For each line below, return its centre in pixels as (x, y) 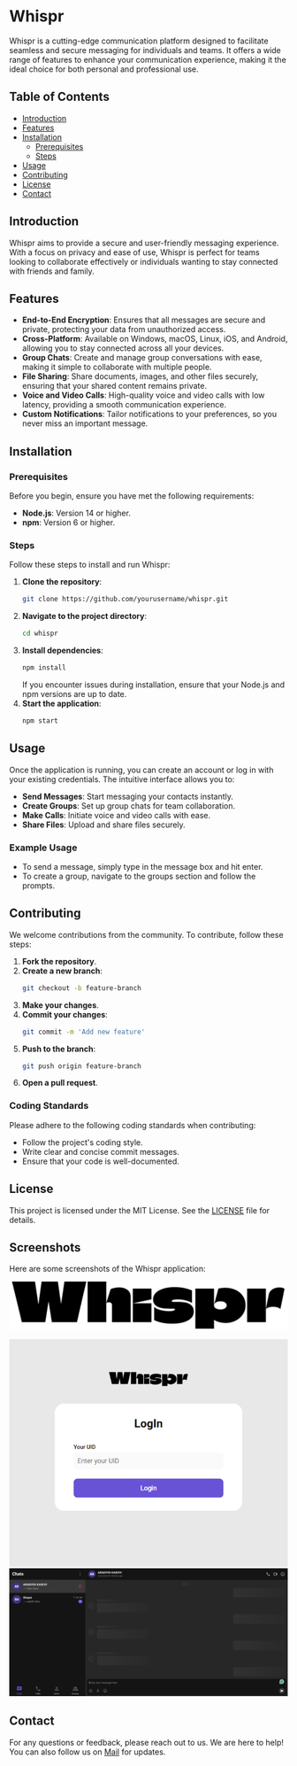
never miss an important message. (85, 423)
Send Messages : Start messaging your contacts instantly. (128, 796)
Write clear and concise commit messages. (100, 1151)
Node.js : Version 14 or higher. (76, 513)
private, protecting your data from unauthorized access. (124, 329)
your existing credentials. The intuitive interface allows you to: (122, 779)
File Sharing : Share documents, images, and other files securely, (140, 376)
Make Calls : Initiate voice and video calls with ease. (116, 815)
